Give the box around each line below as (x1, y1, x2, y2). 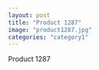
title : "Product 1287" (8, 19, 82, 26)
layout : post (8, 11, 51, 19)
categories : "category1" (8, 33, 89, 41)
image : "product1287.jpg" (8, 26, 92, 33)
